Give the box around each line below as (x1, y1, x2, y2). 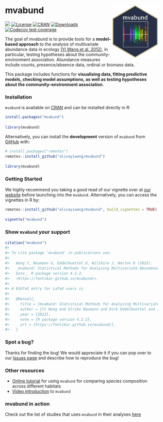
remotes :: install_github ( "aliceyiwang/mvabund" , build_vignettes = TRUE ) (5, 207, 158, 212)
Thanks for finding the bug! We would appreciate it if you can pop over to (5, 350, 151, 356)
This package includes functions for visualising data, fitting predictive (5, 71, 147, 77)
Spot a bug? (5, 339, 34, 345)
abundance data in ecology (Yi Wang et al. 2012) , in (5, 46, 108, 52)
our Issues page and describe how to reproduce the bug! (5, 355, 119, 361)
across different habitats (12, 383, 61, 389)
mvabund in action (5, 400, 50, 407)
